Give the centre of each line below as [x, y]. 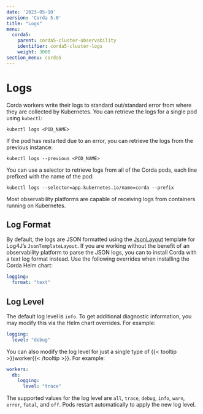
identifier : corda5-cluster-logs [60, 47]
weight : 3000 [34, 52]
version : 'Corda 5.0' [34, 18]
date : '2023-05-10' [31, 12]
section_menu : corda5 [34, 58]
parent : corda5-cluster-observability [67, 40]
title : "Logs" [25, 23]
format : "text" [31, 283]
